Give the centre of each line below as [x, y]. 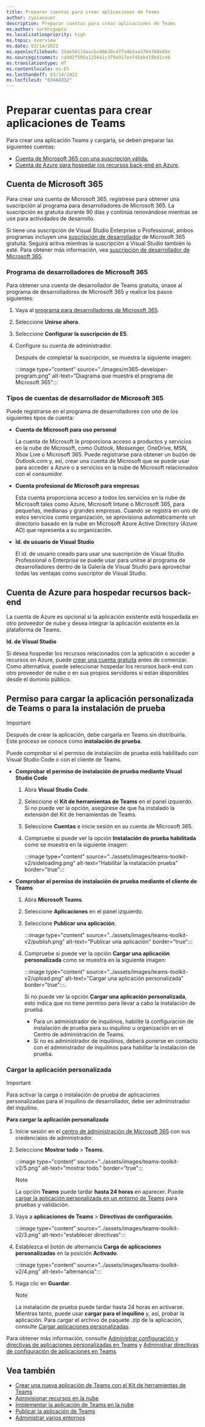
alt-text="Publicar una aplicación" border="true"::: [129, 942]
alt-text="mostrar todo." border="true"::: [92, 1168]
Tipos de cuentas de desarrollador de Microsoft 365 [85, 398]
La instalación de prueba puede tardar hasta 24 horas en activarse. [99, 1307]
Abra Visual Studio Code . [57, 790]
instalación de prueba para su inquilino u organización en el [108, 1028]
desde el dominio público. [39, 679]
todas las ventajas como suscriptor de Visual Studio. [81, 573]
